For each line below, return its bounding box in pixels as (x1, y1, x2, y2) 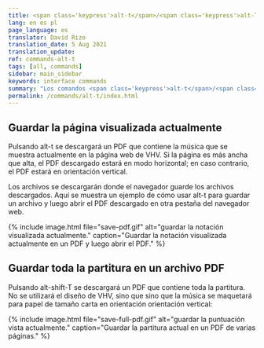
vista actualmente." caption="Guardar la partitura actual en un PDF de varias (8, 323, 256, 332)
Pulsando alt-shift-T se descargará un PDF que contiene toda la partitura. (8, 282, 246, 291)
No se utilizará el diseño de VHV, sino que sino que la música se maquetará (8, 291, 253, 300)
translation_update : (8, 48, 76, 56)
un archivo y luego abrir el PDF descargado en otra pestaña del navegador (8, 199, 250, 208)
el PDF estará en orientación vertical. (8, 167, 128, 177)
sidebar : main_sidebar (8, 70, 82, 78)
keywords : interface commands (8, 77, 108, 85)
